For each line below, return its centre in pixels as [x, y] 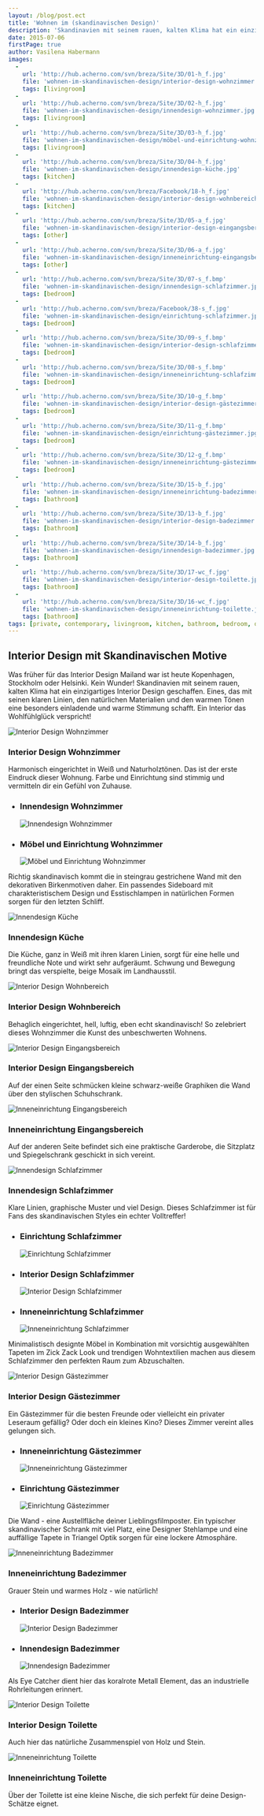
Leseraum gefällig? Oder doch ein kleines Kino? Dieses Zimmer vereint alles [131, 1422]
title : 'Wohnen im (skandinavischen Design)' [84, 23]
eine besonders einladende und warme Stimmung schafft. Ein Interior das [127, 708]
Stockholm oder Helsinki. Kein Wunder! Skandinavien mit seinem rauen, [124, 683]
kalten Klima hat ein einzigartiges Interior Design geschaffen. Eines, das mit [130, 691]
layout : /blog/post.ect [47, 15]
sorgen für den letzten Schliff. [56, 901]
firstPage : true [35, 45]
